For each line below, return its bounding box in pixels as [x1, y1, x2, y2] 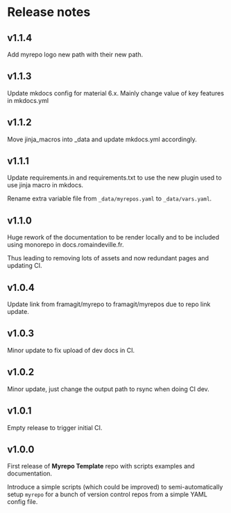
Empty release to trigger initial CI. [7, 423, 103, 432]
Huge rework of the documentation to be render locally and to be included [7, 233, 220, 242]
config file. [7, 498, 38, 506]
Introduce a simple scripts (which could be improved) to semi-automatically [7, 483, 223, 491]
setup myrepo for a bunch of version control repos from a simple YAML [7, 490, 208, 498]
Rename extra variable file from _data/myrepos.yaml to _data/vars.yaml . [7, 194, 212, 203]
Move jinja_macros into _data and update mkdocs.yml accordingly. [7, 135, 198, 143]
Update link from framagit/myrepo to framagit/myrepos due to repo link [7, 300, 211, 308]
